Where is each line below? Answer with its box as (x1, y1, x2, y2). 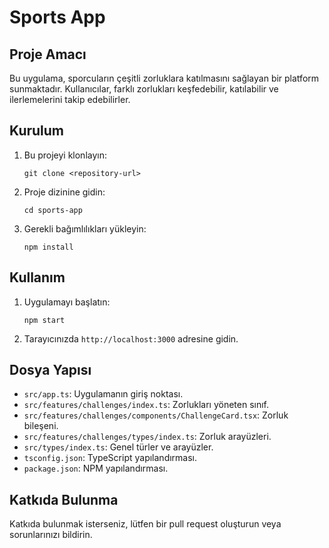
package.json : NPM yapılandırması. (23, 462, 169, 475)
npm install (23, 242, 74, 252)
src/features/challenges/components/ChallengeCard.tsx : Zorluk (23, 409, 289, 421)
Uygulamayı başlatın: (23, 296, 111, 308)
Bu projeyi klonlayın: (23, 149, 108, 161)
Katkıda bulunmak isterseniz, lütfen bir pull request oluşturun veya (9, 518, 282, 530)
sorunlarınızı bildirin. (9, 529, 93, 541)
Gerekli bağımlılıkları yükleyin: (23, 222, 147, 235)
